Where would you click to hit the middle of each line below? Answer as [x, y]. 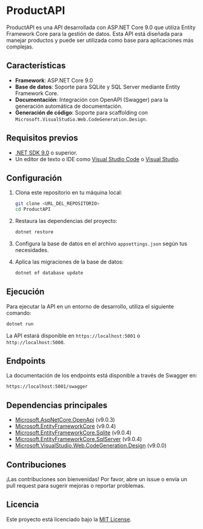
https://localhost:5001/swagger [47, 387]
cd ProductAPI [33, 210]
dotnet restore [34, 232]
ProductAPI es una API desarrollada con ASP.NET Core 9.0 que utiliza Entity [101, 27]
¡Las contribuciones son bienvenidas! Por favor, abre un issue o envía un [97, 479]
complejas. [20, 47]
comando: [19, 313]
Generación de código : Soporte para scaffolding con [82, 112]
